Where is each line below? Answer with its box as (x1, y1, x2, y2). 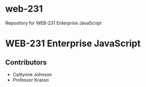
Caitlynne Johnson (12, 71, 52, 77)
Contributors (5, 58, 47, 67)
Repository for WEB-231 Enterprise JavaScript (5, 20, 102, 26)
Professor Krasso (12, 77, 49, 83)
